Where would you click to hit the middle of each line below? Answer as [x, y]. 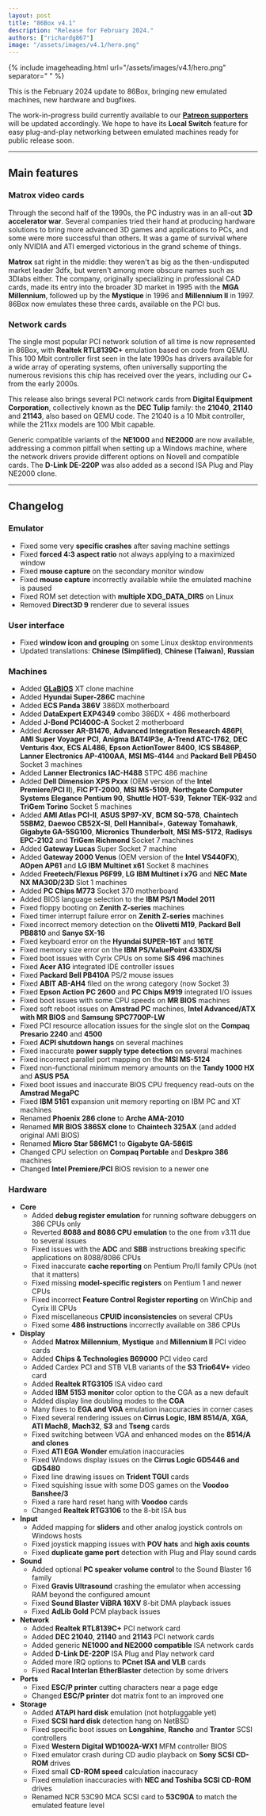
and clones [50, 1442]
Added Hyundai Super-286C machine [82, 697]
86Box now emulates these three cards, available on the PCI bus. [114, 304]
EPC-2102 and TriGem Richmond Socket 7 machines [106, 841]
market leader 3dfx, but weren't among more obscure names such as [121, 270]
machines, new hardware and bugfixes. [72, 100]
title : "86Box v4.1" [42, 23]
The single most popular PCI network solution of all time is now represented [132, 342]
